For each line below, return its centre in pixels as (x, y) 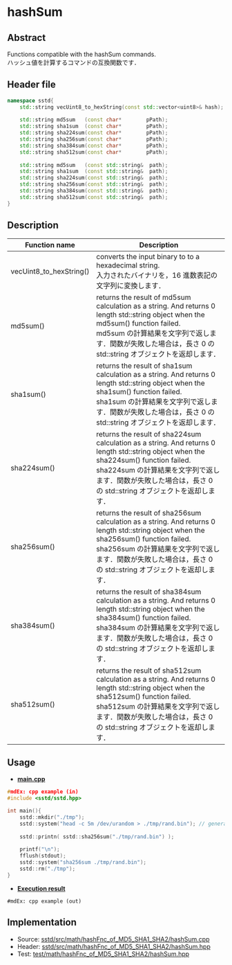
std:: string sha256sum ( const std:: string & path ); (94, 184)
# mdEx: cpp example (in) (43, 792)
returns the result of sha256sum (149, 513)
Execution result (41, 888)
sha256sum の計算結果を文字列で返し (158, 549)
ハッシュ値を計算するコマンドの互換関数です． (74, 62)
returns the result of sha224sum (149, 434)
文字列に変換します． (131, 285)
